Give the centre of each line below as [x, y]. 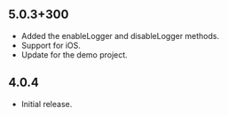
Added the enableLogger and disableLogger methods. [120, 35]
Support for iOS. [51, 45]
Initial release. [47, 104]
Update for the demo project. [74, 54]
